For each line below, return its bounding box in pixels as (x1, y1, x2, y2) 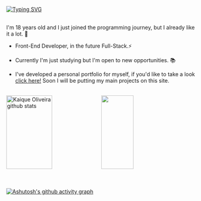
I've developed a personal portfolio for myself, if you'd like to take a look (15, 71, 196, 78)
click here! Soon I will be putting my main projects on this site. (15, 77, 170, 84)
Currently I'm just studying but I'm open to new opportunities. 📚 (15, 57, 176, 63)
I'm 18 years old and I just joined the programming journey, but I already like (6, 24, 195, 31)
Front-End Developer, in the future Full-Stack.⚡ (15, 42, 132, 49)
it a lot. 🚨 (6, 30, 28, 37)
